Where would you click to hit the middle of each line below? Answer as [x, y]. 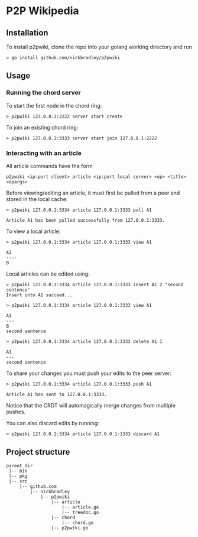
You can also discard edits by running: [53, 423]
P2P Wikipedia [43, 11]
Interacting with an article [44, 153]
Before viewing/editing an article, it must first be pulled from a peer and [93, 193]
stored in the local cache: [37, 199]
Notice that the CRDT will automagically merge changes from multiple [91, 405]
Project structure [38, 452]
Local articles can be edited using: [48, 274]
